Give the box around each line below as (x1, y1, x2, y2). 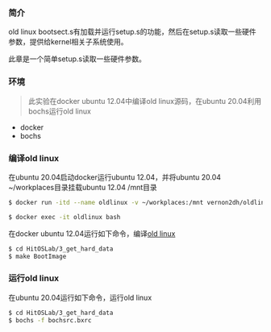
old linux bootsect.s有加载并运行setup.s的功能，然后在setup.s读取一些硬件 (8, 27, 256, 37)
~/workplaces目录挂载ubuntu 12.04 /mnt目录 (8, 182, 157, 192)
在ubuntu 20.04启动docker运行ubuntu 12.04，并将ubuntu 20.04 (8, 172, 222, 182)
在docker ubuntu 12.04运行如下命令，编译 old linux (8, 228, 176, 239)
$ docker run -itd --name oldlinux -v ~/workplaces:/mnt (8, 198, 204, 206)
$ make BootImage (8, 252, 67, 260)
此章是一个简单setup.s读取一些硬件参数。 (8, 54, 147, 64)
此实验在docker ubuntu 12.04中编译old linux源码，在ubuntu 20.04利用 (27, 96, 262, 106)
